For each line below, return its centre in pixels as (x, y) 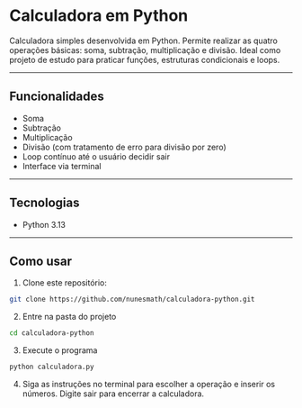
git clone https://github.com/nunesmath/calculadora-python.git (132, 299)
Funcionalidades (57, 97)
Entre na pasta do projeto (69, 317)
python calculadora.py (52, 367)
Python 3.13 (44, 224)
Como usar (41, 261)
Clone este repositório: (65, 283)
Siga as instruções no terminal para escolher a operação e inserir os (149, 384)
